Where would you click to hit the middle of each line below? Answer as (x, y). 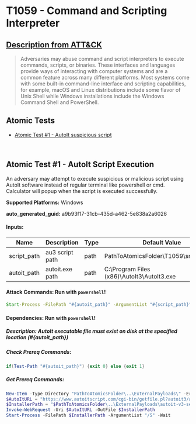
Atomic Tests (31, 121)
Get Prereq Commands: (35, 380)
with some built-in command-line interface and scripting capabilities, (103, 84)
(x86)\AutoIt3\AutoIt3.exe (140, 276)
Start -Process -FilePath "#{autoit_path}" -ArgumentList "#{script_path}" (99, 305)
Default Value (162, 242)
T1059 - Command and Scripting (87, 11)
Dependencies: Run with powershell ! (51, 318)
